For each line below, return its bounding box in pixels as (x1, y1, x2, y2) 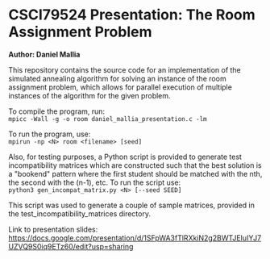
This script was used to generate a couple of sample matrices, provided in (8, 200, 255, 210)
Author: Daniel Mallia (8, 49, 81, 59)
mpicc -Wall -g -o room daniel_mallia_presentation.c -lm (8, 115, 207, 123)
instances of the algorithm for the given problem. (8, 90, 171, 100)
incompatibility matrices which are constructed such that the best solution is (8, 160, 262, 170)
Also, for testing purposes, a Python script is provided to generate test (8, 152, 242, 161)
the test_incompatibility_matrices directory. (8, 208, 152, 219)
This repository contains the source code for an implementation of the (8, 65, 242, 74)
